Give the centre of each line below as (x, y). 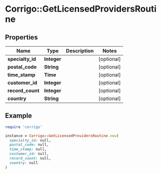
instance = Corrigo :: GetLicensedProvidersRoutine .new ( (62, 136)
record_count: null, (30, 158)
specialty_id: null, (30, 140)
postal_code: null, (29, 145)
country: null (24, 163)
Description (80, 51)
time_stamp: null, (28, 149)
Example (19, 116)
